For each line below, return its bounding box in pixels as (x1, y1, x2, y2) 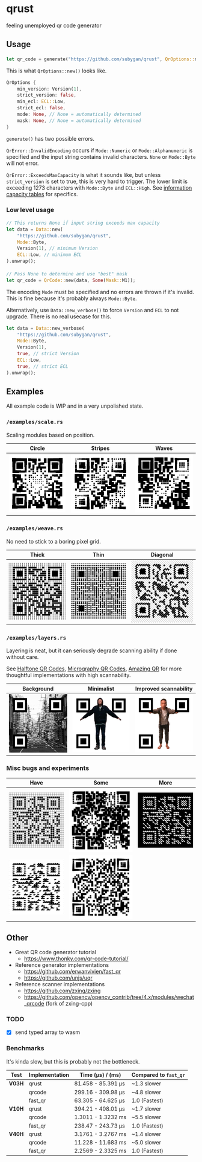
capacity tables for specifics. (6, 190, 78, 197)
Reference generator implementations (14, 961, 109, 968)
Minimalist (87, 685, 115, 692)
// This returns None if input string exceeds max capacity (6, 220, 161, 226)
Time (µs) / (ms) (79, 1071, 121, 1079)
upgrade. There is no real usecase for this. (6, 313, 112, 320)
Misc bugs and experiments (6, 763, 90, 772)
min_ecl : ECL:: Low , (17, 98, 66, 104)
